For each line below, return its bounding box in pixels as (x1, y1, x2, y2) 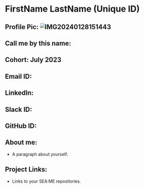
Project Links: (5, 165, 47, 173)
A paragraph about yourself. (12, 151, 69, 157)
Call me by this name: (5, 39, 72, 47)
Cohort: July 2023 (5, 56, 62, 64)
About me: (5, 138, 38, 147)
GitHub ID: (5, 121, 37, 130)
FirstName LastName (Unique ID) (5, 3, 140, 15)
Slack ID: (5, 105, 32, 114)
